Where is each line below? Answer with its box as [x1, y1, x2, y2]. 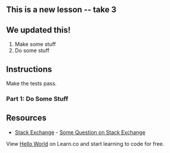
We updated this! [6, 25, 71, 35]
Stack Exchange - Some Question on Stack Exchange [14, 129, 146, 136]
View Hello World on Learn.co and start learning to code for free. [6, 140, 165, 147]
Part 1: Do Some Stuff [6, 94, 69, 103]
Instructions [6, 64, 52, 74]
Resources [6, 113, 47, 123]
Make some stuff [14, 41, 56, 48]
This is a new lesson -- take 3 [6, 5, 117, 15]
